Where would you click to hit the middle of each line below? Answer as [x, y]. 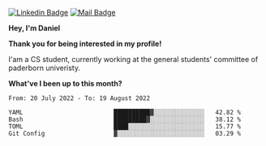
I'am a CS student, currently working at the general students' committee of [133, 59]
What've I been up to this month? [66, 83]
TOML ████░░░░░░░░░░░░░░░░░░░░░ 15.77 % [125, 127]
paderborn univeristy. [45, 68]
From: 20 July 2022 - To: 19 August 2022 [79, 98]
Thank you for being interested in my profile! [85, 44]
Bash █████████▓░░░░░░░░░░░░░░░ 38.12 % [125, 119]
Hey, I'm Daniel [34, 28]
